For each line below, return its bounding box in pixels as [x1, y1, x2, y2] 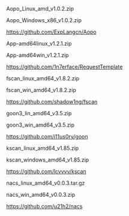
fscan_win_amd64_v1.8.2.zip [6, 86, 77, 94]
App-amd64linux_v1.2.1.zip [6, 40, 72, 47]
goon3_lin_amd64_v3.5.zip [6, 110, 72, 116]
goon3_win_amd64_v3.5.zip [6, 121, 75, 128]
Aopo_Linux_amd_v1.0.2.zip [6, 5, 74, 12]
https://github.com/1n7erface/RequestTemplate [6, 63, 123, 70]
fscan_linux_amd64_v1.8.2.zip [6, 75, 80, 82]
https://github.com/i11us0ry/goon [6, 133, 88, 140]
